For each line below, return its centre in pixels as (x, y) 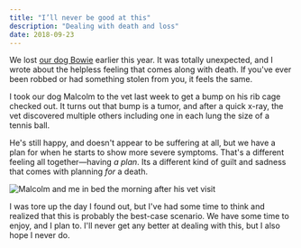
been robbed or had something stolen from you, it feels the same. (131, 79)
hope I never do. (40, 235)
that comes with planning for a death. (79, 171)
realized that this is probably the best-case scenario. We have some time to (150, 216)
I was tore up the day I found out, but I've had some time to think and (137, 207)
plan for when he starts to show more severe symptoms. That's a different (147, 152)
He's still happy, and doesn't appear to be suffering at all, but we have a (143, 143)
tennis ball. (30, 125)
